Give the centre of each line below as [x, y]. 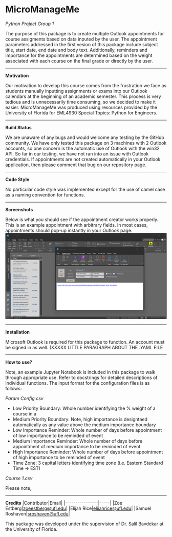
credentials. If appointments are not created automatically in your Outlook [83, 159]
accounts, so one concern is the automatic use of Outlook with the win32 [82, 148]
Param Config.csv [24, 398]
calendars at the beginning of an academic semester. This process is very [83, 96]
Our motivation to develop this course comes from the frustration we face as [86, 85]
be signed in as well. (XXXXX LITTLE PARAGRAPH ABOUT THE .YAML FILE [84, 347]
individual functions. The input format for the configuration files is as [78, 383]
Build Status [18, 127]
